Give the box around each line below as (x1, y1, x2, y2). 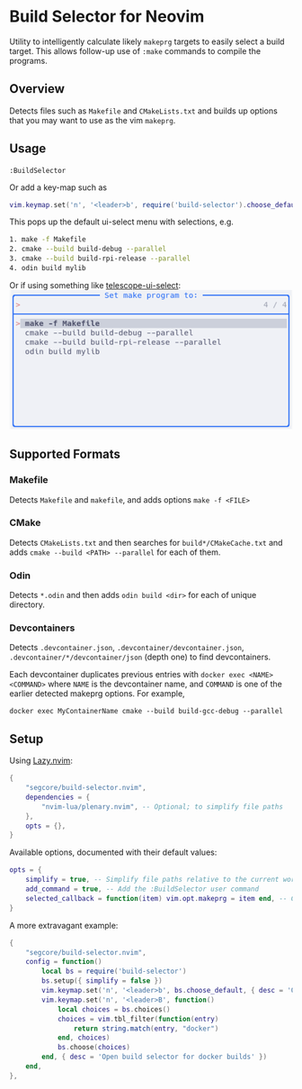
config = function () (25, 957, 102, 966)
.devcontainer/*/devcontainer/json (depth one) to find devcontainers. (9, 651, 271, 663)
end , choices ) (57, 1033, 111, 1042)
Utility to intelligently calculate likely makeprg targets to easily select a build (9, 36, 285, 47)
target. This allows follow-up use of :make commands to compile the (9, 45, 262, 56)
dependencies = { (25, 793, 91, 802)
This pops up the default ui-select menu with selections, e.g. (9, 216, 234, 227)
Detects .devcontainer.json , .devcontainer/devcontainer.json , (9, 642, 244, 653)
